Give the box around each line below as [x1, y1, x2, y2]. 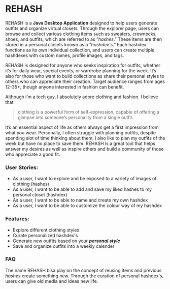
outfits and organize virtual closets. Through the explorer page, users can [5, 25, 159, 31]
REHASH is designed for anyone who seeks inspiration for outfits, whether [5, 62, 161, 68]
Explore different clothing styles [12, 227, 80, 233]
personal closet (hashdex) [12, 192, 67, 198]
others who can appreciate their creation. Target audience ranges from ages [5, 78, 165, 84]
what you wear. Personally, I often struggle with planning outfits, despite [5, 129, 156, 135]
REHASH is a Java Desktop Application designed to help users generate [5, 20, 158, 26]
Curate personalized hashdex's [12, 232, 78, 238]
